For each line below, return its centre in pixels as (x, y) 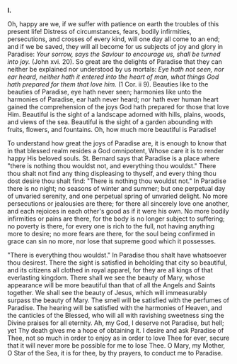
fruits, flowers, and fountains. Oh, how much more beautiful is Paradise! (112, 129)
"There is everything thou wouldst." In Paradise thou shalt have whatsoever (117, 255)
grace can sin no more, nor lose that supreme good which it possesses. (112, 241)
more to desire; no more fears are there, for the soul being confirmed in (111, 234)
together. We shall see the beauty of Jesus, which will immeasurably (107, 293)
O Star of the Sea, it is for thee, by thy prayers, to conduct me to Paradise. (115, 353)
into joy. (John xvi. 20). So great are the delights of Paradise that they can (115, 62)
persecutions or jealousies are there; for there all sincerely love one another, (118, 204)
